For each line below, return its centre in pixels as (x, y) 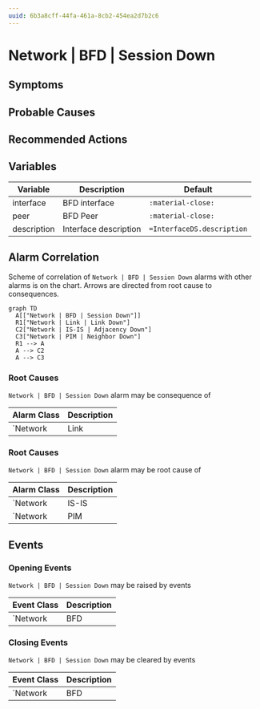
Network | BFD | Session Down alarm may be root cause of (105, 470)
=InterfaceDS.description (198, 229)
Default (198, 189)
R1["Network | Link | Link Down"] (73, 322)
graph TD (23, 308)
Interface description (102, 229)
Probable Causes (52, 112)
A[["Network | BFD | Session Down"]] (78, 315)
